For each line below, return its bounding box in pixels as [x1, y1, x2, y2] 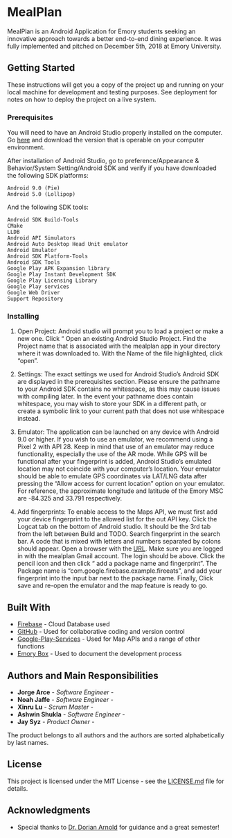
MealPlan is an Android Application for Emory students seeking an [7, 27, 196, 35]
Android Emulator [7, 247, 57, 254]
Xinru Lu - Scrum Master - [17, 703, 93, 711]
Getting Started [7, 62, 75, 74]
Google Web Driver [7, 290, 60, 296]
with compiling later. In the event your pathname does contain [17, 392, 194, 401]
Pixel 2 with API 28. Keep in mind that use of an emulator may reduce [17, 442, 215, 451]
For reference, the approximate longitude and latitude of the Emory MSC [17, 487, 224, 495]
